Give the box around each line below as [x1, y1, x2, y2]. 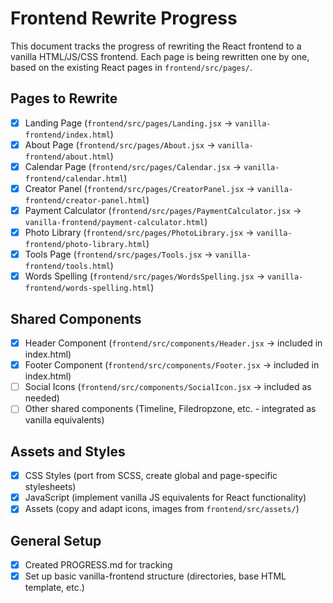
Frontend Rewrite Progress [10, 7, 238, 30]
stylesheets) [24, 481, 77, 493]
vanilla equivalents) [24, 414, 105, 426]
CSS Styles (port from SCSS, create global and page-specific [24, 470, 278, 482]
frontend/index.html [24, 130, 111, 140]
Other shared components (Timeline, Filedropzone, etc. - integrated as [24, 403, 317, 415]
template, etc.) [24, 582, 85, 594]
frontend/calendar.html [24, 173, 125, 184]
